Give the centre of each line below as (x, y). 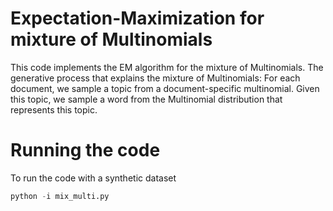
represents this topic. (54, 109)
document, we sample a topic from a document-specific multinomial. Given (165, 88)
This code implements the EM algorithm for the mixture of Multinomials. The (167, 67)
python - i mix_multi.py (60, 196)
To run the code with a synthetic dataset (93, 178)
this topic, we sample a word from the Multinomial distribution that (146, 99)
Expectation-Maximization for (137, 18)
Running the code (85, 150)
